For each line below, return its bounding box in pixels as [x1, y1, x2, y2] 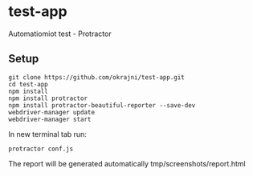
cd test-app [8, 80, 48, 88]
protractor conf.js [8, 145, 74, 153]
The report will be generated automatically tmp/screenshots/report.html [8, 158, 247, 168]
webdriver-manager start [8, 115, 92, 123]
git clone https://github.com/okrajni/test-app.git [8, 73, 185, 82]
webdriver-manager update [8, 108, 95, 116]
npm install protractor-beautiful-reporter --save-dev [8, 101, 196, 110]
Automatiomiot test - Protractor [8, 29, 112, 38]
